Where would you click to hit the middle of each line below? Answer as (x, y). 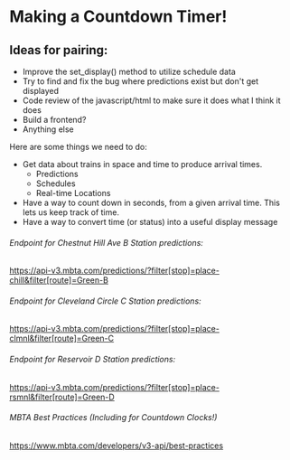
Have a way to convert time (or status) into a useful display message (150, 222)
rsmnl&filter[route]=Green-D (62, 397)
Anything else (48, 129)
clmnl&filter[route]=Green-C (62, 338)
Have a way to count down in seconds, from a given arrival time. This (151, 202)
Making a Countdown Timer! (118, 17)
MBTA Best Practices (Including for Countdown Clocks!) (113, 418)
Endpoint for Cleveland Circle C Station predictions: (105, 301)
